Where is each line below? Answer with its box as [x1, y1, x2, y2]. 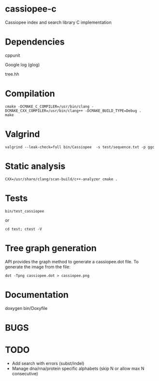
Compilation [5, 88, 55, 99]
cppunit [5, 52, 20, 58]
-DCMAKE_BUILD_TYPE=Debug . [85, 108, 142, 113]
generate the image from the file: [5, 264, 71, 270]
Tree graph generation [5, 243, 97, 254]
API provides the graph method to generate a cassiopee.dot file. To [5, 259, 139, 264]
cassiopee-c [5, 3, 57, 15]
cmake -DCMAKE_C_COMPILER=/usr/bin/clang [5, 104, 90, 109]
